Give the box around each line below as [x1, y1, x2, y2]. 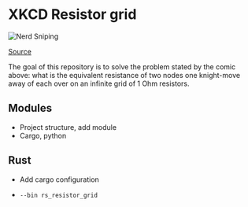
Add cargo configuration [19, 175, 100, 184]
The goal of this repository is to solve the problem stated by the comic [8, 61, 236, 72]
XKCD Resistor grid [8, 6, 137, 24]
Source [8, 46, 31, 56]
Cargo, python [19, 131, 67, 140]
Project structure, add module [19, 122, 117, 131]
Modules [8, 102, 53, 115]
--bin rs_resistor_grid [19, 191, 98, 199]
